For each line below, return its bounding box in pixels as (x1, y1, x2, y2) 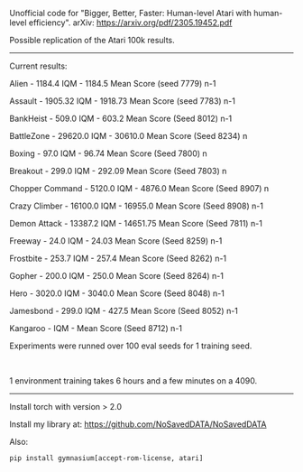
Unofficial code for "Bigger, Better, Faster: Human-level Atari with (9, 8, 252, 18)
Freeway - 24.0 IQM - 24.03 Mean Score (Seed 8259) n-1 (9, 236, 223, 246)
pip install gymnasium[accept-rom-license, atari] (9, 454, 204, 463)
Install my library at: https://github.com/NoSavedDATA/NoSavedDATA (9, 419, 268, 430)
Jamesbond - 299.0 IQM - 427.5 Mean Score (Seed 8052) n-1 (9, 306, 239, 316)
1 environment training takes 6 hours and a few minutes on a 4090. (9, 375, 258, 386)
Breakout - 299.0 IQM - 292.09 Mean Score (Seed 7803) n (9, 166, 227, 176)
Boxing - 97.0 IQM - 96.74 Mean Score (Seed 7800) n (9, 148, 207, 159)
